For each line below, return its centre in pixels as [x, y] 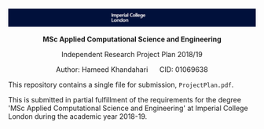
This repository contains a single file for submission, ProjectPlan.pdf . [121, 84]
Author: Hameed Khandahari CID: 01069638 [132, 69]
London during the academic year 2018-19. [78, 116]
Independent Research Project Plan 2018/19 [132, 54]
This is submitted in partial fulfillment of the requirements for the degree [125, 99]
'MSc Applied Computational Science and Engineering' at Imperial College [128, 108]
